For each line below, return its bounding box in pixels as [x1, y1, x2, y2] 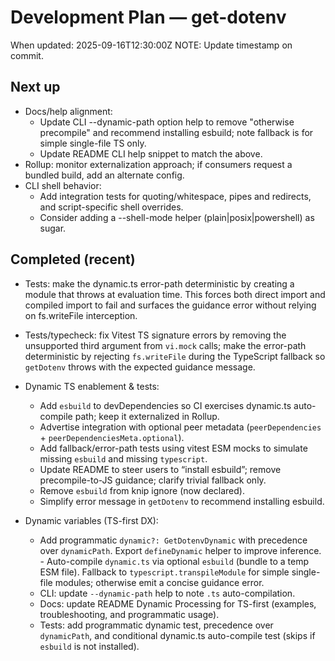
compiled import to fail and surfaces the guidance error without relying [24, 299, 317, 311]
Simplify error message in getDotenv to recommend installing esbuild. [39, 495, 325, 507]
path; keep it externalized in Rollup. [74, 410, 220, 422]
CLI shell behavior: [24, 179, 102, 191]
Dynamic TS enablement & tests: [24, 380, 160, 392]
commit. [10, 49, 44, 61]
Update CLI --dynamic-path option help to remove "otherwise [39, 116, 295, 128]
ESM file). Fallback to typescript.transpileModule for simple [39, 566, 290, 578]
